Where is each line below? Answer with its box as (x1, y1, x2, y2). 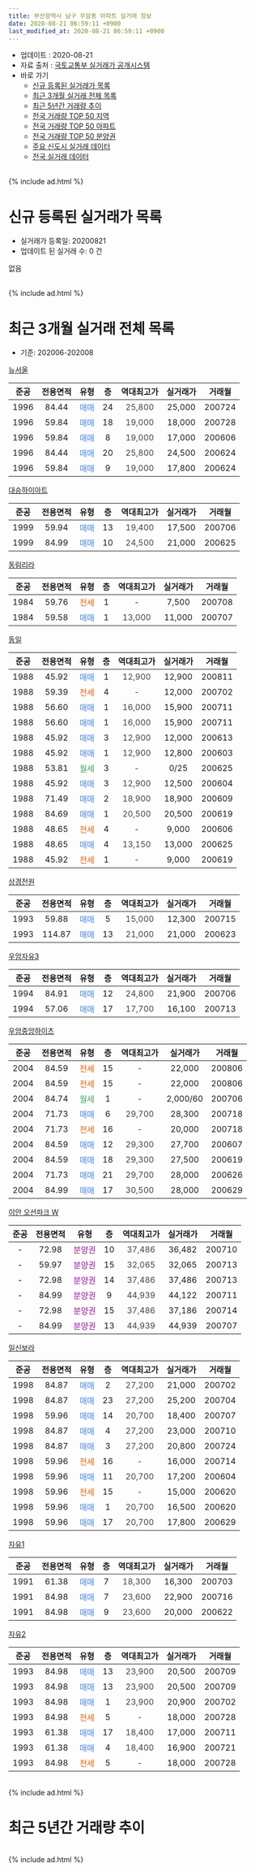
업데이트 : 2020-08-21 (19, 50, 93, 60)
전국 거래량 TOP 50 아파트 (32, 121, 116, 131)
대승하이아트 (8, 485, 49, 496)
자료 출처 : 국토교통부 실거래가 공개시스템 (19, 60, 151, 70)
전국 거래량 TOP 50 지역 (32, 111, 109, 121)
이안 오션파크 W (8, 1207, 59, 1217)
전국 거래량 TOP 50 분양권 (32, 132, 116, 141)
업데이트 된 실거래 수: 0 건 (19, 246, 103, 256)
